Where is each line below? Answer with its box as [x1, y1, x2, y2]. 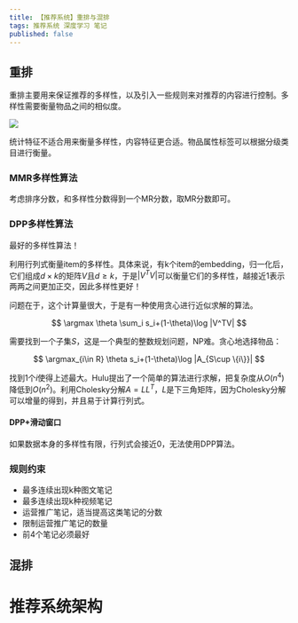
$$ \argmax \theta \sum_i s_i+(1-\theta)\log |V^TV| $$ [51, 318, 247, 328]
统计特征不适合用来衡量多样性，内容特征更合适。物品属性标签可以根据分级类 [9, 137, 289, 147]
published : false [9, 29, 74, 38]
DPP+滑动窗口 [9, 417, 62, 428]
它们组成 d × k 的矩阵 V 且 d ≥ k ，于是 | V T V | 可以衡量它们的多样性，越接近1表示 [9, 268, 286, 280]
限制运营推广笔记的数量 [21, 518, 108, 529]
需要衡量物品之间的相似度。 [24, 101, 126, 112]
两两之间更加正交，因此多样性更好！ [9, 281, 142, 292]
